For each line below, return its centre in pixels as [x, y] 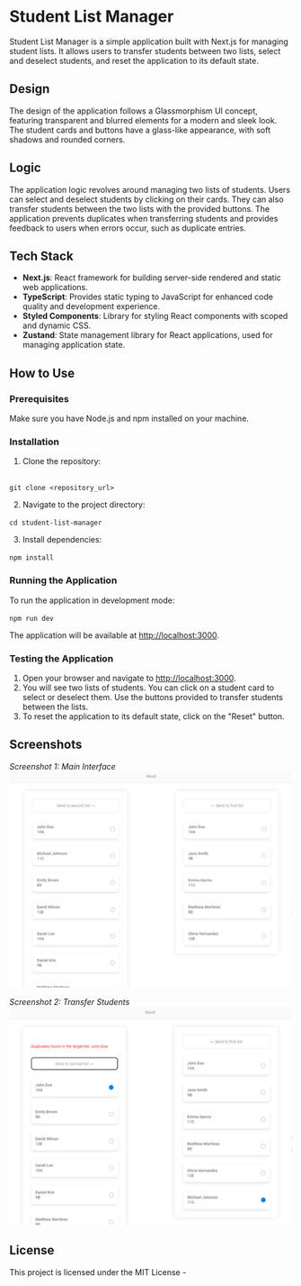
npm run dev [31, 618]
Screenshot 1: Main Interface [63, 766]
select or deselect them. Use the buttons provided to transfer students [152, 697]
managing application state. [74, 345]
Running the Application [63, 580]
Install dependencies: [62, 540]
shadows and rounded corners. [67, 139]
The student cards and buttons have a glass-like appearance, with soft [140, 130]
